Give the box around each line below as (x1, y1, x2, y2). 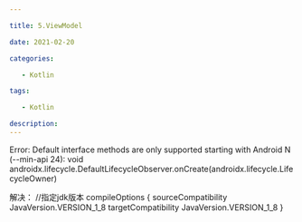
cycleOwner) (9, 173, 57, 184)
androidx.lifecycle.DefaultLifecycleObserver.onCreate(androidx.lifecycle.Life (9, 163, 294, 174)
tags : (9, 87, 30, 96)
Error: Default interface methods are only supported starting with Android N (9, 144, 291, 155)
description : (9, 120, 59, 129)
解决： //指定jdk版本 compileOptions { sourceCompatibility (9, 191, 228, 202)
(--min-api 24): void (9, 153, 84, 164)
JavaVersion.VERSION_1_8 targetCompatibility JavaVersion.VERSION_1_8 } (9, 201, 284, 213)
